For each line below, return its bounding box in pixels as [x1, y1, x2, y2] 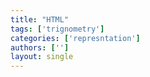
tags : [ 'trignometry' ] [10, 24, 105, 34]
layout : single [10, 52, 74, 62]
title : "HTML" [10, 14, 70, 25]
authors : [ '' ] [10, 42, 70, 53]
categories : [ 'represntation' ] [10, 33, 141, 43]
